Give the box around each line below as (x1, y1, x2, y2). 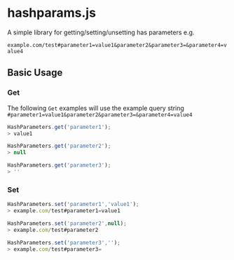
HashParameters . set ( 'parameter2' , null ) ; (7, 219, 128, 227)
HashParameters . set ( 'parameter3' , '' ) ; (7, 239, 121, 246)
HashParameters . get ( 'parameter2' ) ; (7, 142, 111, 150)
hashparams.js (7, 5, 97, 21)
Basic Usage (7, 67, 63, 78)
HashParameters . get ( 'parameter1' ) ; (7, 123, 111, 130)
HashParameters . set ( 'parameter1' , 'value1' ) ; (7, 201, 139, 208)
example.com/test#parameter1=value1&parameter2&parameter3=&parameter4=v (7, 41, 228, 48)
